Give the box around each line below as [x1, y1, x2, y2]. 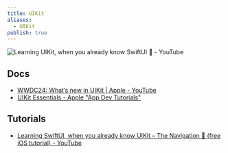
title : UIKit [7, 10, 45, 17]
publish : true [7, 29, 48, 36]
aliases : [7, 16, 32, 23]
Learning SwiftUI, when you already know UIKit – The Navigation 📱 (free [16, 131, 221, 139]
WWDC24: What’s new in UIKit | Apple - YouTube [16, 86, 157, 95]
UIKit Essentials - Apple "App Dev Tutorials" [16, 93, 141, 102]
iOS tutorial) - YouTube [16, 139, 82, 147]
